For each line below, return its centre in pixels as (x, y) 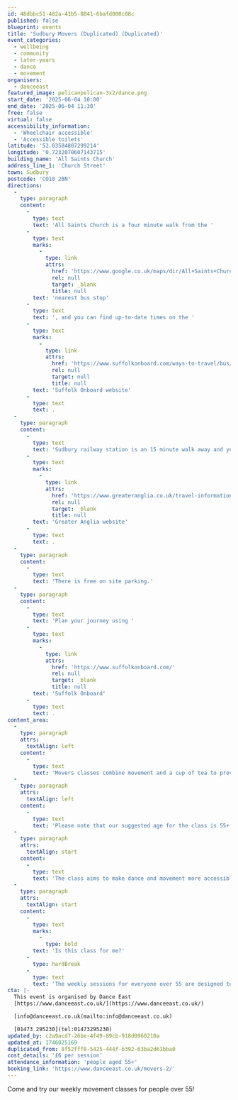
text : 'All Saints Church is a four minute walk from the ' (123, 225)
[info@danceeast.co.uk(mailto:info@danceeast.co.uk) (93, 1016)
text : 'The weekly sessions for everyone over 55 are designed (128, 984)
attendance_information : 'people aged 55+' (73, 1062)
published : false (33, 21)
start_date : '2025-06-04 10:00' (55, 100)
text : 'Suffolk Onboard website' (82, 390)
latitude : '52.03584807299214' (53, 146)
